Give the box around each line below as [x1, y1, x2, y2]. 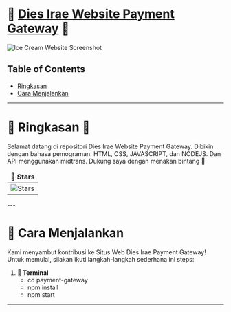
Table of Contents [7, 63, 86, 75]
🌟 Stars [10, 172, 35, 181]
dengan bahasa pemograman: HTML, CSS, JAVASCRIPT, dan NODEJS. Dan [7, 149, 221, 157]
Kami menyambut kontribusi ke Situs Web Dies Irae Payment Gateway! [7, 247, 206, 256]
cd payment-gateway [27, 276, 88, 284]
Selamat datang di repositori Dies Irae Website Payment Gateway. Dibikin [7, 142, 214, 151]
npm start [27, 290, 55, 298]
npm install [27, 283, 58, 291]
